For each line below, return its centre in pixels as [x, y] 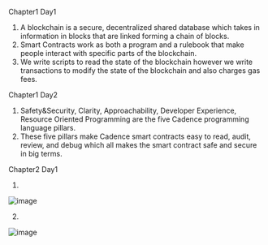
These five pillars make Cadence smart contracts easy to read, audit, [136, 136]
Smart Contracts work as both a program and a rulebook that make [132, 45]
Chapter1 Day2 [33, 95]
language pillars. [48, 128]
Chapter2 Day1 [33, 169]
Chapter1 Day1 [32, 12]
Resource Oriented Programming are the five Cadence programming [134, 119]
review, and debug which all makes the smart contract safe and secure [138, 145]
